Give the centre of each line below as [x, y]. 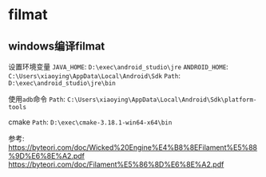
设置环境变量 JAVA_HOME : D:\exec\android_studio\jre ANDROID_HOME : [119, 67]
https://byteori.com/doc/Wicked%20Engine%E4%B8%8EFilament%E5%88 [133, 147]
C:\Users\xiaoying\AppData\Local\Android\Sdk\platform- [162, 100]
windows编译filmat [57, 46]
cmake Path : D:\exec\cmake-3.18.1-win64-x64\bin [90, 122]
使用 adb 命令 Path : [37, 99]
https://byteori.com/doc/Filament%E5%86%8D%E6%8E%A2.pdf [116, 164]
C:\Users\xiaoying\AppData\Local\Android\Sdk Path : [95, 76]
